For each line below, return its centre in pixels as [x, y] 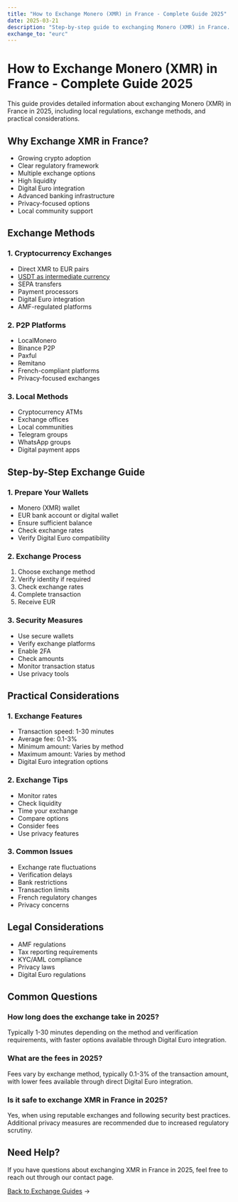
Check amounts [40, 658]
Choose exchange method [56, 572]
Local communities [45, 427]
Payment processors [48, 291]
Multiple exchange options [56, 173]
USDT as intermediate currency [64, 276]
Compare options [43, 818]
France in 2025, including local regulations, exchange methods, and [107, 111]
